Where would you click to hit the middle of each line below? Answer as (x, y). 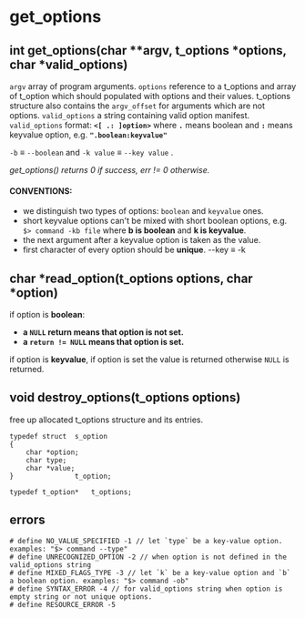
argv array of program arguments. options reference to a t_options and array (153, 86)
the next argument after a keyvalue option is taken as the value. (142, 240)
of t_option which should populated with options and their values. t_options (150, 96)
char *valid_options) (69, 64)
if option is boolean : (47, 315)
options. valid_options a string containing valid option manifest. (130, 115)
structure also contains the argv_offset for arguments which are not (137, 106)
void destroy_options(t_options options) (125, 398)
